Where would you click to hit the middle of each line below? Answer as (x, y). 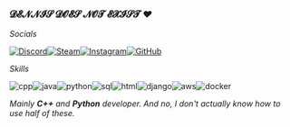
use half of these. (42, 113)
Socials (24, 34)
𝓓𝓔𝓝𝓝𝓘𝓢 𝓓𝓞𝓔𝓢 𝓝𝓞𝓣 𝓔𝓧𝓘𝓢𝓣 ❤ (81, 14)
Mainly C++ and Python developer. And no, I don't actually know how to (145, 104)
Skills (19, 69)
